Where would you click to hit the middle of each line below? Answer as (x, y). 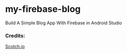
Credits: (15, 36)
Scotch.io (15, 47)
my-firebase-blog (43, 9)
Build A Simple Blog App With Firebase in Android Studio (63, 23)
